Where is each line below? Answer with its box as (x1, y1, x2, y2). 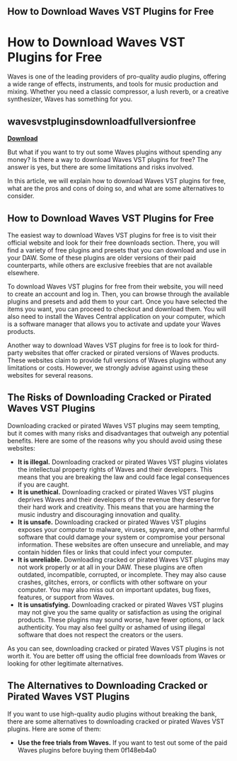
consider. (7, 192, 35, 200)
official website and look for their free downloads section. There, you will (7, 238, 220, 247)
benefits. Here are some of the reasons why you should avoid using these (7, 436, 223, 445)
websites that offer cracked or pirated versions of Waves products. (24, 348, 219, 356)
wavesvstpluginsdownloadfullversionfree (7, 115, 197, 127)
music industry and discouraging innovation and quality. (17, 510, 181, 518)
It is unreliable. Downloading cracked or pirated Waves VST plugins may (17, 555, 230, 564)
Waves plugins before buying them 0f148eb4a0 (17, 745, 157, 754)
